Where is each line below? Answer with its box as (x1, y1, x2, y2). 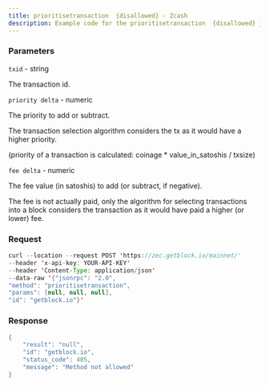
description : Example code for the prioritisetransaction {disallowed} (8, 19, 256, 27)
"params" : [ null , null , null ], (8, 289, 113, 297)
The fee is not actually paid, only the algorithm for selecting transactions (8, 196, 247, 206)
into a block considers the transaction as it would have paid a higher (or (8, 205, 245, 215)
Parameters (8, 46, 54, 57)
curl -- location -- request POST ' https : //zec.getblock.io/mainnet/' (8, 251, 242, 260)
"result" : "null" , (22, 341, 84, 349)
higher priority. (8, 134, 58, 144)
